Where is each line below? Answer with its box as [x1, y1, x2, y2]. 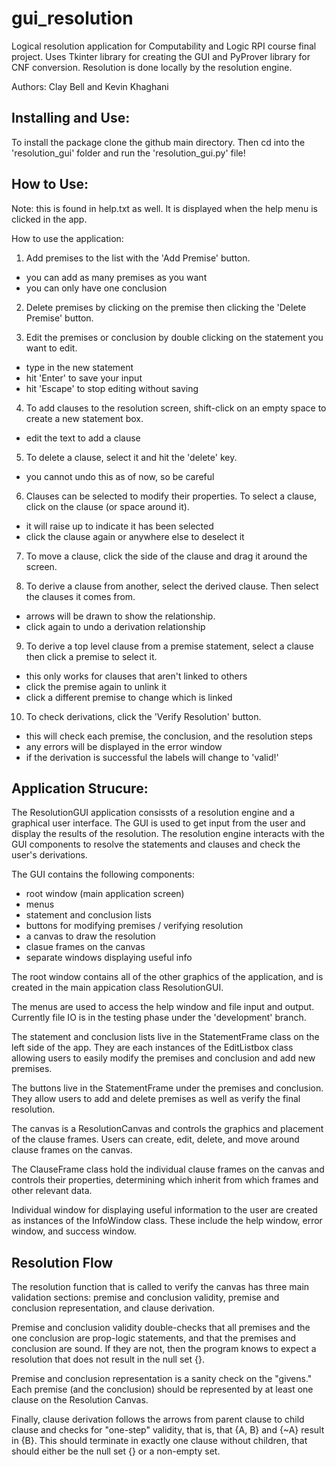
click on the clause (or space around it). [25, 500, 190, 512]
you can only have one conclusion [25, 282, 168, 294]
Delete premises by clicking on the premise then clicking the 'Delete [25, 301, 307, 313]
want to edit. [25, 342, 78, 354]
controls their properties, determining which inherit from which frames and [11, 1174, 319, 1186]
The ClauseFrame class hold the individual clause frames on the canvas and [11, 1163, 325, 1176]
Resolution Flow [11, 1254, 114, 1271]
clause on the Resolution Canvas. [11, 1394, 149, 1406]
